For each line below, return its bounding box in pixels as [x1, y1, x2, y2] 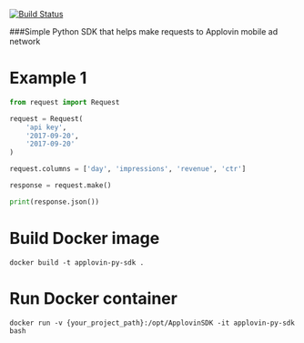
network [9, 36, 41, 46]
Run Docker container [9, 288, 177, 308]
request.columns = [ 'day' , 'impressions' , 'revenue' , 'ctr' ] [9, 165, 247, 174]
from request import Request [9, 97, 120, 106]
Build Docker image [9, 228, 160, 248]
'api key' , [25, 123, 67, 132]
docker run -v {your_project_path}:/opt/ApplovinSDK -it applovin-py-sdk [9, 318, 296, 328]
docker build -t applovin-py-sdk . [9, 257, 145, 267]
